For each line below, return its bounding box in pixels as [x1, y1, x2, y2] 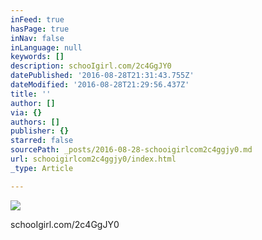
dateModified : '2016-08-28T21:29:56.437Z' [10, 80, 190, 90]
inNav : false [10, 33, 65, 43]
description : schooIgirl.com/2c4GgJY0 [10, 61, 172, 71]
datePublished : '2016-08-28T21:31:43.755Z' [10, 71, 195, 81]
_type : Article [10, 163, 74, 173]
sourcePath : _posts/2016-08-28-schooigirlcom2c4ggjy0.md [10, 145, 253, 155]
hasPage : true [10, 24, 70, 34]
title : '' [10, 89, 52, 99]
